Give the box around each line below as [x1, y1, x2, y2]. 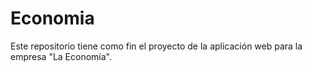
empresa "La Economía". [10, 50, 113, 62]
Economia [10, 7, 95, 30]
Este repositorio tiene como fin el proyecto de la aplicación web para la [10, 40, 303, 52]
